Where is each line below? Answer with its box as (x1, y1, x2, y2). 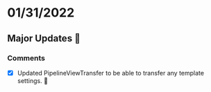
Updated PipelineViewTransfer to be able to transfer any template (17, 68, 205, 77)
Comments (7, 53, 45, 63)
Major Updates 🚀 (7, 33, 81, 44)
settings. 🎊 (17, 76, 49, 84)
